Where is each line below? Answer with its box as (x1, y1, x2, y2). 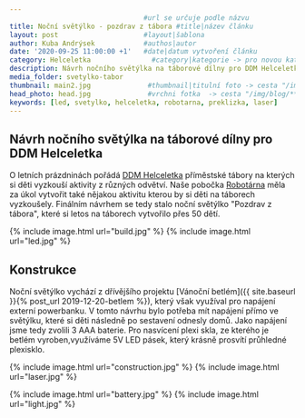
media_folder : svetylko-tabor (9, 73, 124, 82)
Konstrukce (9, 262, 77, 277)
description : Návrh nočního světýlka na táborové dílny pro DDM (9, 65, 258, 74)
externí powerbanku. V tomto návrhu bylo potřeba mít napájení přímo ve (9, 305, 280, 316)
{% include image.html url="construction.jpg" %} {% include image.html (9, 362, 280, 373)
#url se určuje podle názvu (143, 13, 250, 23)
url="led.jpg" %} (9, 235, 71, 246)
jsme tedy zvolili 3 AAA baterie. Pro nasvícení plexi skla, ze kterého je (9, 324, 270, 335)
